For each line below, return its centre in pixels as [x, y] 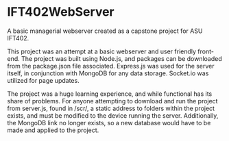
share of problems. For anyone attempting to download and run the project [112, 101]
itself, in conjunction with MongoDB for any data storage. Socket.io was [108, 73]
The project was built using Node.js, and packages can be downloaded [122, 58]
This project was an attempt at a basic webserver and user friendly [102, 51]
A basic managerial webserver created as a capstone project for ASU [105, 31]
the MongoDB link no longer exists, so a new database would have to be [109, 123]
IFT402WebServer [61, 12]
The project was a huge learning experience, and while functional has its [110, 94]
